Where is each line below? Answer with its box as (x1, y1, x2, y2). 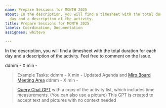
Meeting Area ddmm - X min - (17, 77, 79, 83)
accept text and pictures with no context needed (17, 97, 117, 103)
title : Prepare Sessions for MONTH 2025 (5, 21, 90, 26)
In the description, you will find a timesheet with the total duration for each (5, 48, 157, 54)
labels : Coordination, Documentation (5, 26, 83, 30)
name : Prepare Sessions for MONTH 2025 (5, 7, 87, 12)
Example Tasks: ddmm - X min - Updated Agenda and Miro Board (17, 72, 151, 78)
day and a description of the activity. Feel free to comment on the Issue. (5, 53, 152, 59)
